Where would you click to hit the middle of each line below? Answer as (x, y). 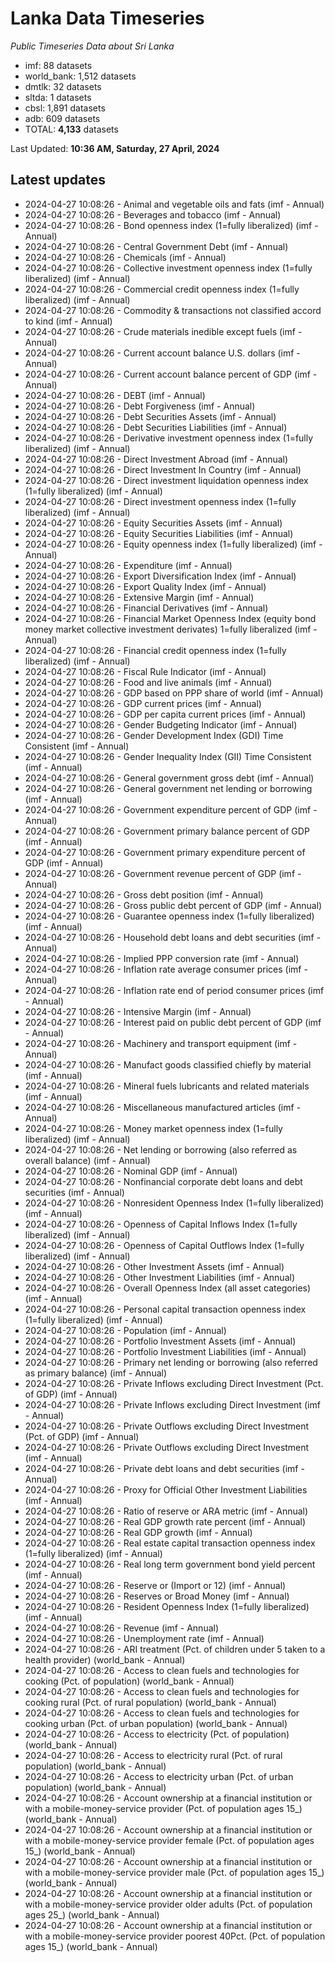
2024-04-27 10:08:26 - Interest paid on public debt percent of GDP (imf (173, 1022)
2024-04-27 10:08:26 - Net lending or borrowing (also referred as (161, 1149)
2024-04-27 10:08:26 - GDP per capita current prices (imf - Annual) (165, 714)
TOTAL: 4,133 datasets (71, 129)
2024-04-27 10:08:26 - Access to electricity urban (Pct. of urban (159, 1776)
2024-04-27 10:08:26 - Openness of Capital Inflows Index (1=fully (161, 1224)
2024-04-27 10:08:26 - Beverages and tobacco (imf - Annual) (153, 214)
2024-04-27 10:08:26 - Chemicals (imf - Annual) (125, 257)
